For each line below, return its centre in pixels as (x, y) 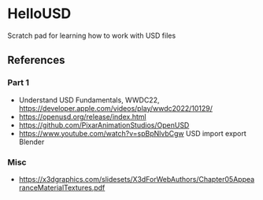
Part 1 (18, 83)
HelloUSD (39, 14)
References (36, 60)
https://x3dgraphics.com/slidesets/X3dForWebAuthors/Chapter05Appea (137, 179)
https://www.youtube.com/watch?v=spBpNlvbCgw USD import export (133, 133)
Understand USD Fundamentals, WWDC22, (89, 100)
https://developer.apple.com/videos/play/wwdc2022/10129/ (116, 108)
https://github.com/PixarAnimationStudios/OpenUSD (104, 125)
